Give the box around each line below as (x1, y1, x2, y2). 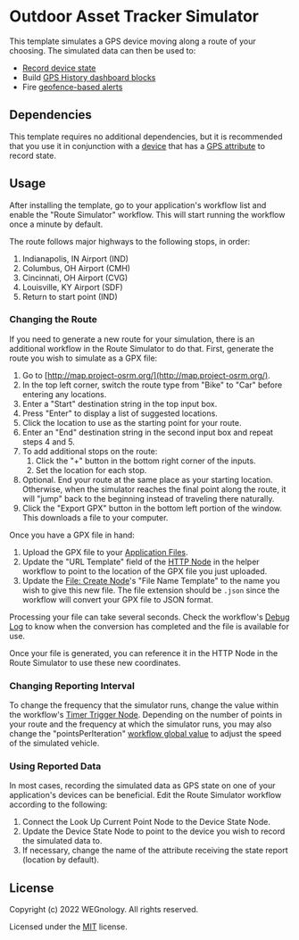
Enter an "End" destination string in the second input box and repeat (21, 427, 274, 437)
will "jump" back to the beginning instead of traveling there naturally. (21, 493, 275, 503)
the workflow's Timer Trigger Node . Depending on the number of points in (9, 710, 283, 720)
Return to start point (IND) (21, 291, 118, 302)
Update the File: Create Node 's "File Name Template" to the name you (21, 575, 280, 586)
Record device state (21, 62, 96, 73)
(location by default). (21, 854, 100, 865)
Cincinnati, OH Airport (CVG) (21, 272, 129, 283)
